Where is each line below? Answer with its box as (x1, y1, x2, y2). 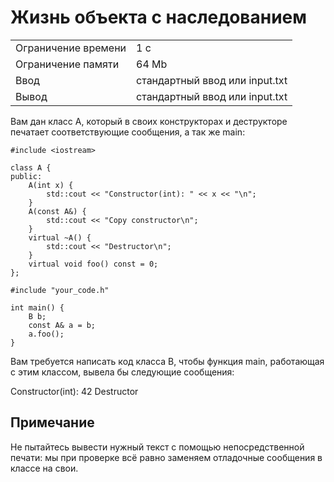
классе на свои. (10, 462, 79, 474)
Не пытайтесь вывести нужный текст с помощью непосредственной (10, 441, 305, 453)
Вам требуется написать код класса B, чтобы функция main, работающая (10, 355, 325, 367)
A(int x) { (28, 180, 74, 190)
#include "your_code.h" (10, 285, 110, 295)
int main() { (10, 302, 65, 313)
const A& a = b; (28, 320, 97, 330)
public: (10, 171, 43, 181)
